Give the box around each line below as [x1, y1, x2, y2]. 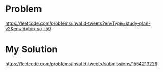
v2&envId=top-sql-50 [5, 25, 51, 31]
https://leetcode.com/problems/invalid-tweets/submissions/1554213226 [5, 60, 158, 67]
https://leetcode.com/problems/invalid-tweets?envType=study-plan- [5, 20, 151, 26]
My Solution [5, 44, 58, 56]
